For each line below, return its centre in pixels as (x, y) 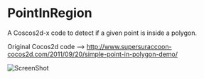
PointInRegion (50, 13)
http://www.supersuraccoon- (129, 46)
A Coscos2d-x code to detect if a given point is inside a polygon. (102, 33)
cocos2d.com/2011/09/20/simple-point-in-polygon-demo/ (93, 54)
